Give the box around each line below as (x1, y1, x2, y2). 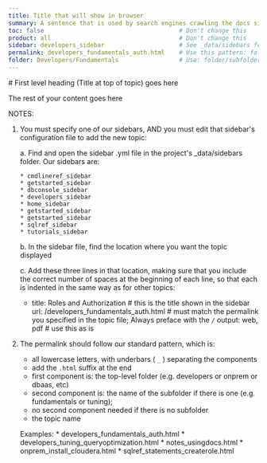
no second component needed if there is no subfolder (31, 405, 209, 414)
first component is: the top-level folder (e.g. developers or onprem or (31, 371, 258, 381)
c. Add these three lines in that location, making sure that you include (19, 265, 247, 275)
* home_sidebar (19, 200, 71, 208)
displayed (19, 250, 52, 260)
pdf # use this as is (31, 324, 94, 333)
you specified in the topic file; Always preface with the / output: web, (31, 315, 258, 324)
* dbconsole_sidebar (19, 186, 88, 194)
